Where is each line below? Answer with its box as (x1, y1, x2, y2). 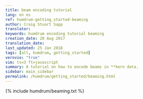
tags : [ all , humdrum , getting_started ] (5, 50, 91, 55)
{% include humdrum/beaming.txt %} (5, 88, 85, 94)
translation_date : (5, 41, 45, 46)
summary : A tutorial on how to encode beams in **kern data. (5, 64, 139, 69)
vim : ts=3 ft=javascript (5, 60, 58, 65)
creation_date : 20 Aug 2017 (5, 36, 66, 41)
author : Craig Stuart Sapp (5, 21, 63, 27)
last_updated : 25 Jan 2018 (5, 45, 63, 51)
